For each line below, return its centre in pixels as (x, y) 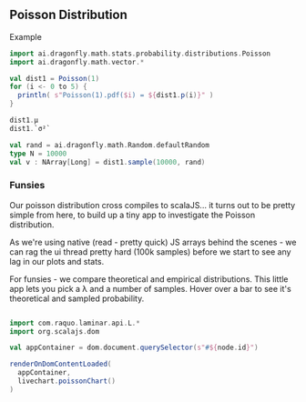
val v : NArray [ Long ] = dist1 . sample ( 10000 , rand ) (107, 162)
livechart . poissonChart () (67, 381)
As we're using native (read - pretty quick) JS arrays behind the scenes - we (153, 242)
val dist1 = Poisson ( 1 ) (55, 78)
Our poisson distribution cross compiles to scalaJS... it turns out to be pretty (153, 205)
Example (26, 36)
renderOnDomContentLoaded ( (61, 364)
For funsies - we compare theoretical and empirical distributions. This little (149, 279)
